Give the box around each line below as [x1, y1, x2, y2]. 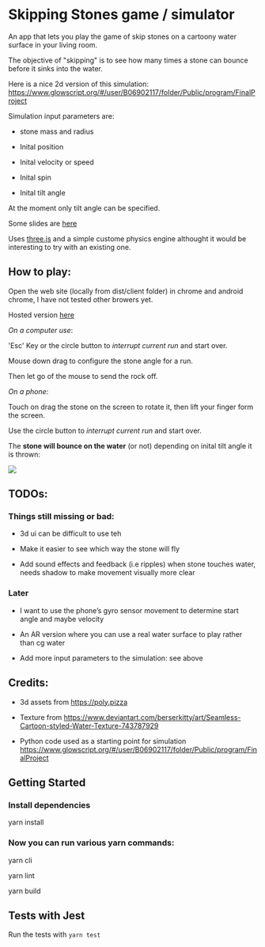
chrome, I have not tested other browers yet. [8, 294, 153, 304]
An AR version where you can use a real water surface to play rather [19, 629, 243, 638]
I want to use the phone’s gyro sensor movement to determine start [19, 605, 239, 615]
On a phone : [8, 386, 49, 396]
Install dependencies [8, 799, 91, 810]
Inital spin [19, 172, 51, 182]
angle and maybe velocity [19, 614, 104, 623]
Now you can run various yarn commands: [8, 837, 175, 848]
